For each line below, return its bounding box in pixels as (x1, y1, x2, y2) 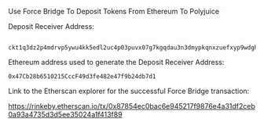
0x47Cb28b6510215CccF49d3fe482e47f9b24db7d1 (8, 73, 156, 81)
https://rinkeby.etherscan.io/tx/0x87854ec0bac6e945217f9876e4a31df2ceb (8, 102, 255, 110)
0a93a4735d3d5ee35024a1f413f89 (8, 110, 123, 119)
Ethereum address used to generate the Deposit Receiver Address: (8, 58, 225, 67)
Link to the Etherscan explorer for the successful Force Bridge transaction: (8, 86, 250, 95)
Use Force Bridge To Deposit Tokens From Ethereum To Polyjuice (8, 7, 220, 16)
